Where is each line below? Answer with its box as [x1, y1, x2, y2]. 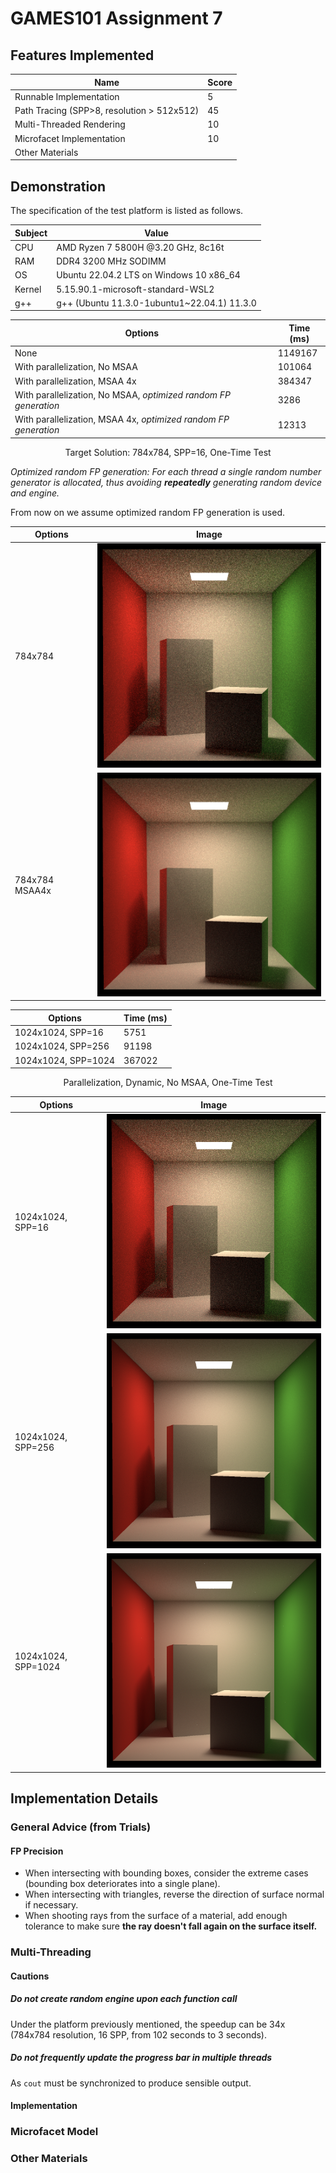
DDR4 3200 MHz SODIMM [56, 255, 167, 267]
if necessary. [24, 1899, 79, 1911]
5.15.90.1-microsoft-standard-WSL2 [56, 283, 215, 295]
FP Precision [10, 1845, 64, 1857]
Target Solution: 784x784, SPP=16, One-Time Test [64, 446, 272, 458]
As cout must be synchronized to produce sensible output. [10, 2077, 252, 2089]
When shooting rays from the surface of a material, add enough [24, 1910, 288, 1922]
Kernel [14, 283, 42, 295]
